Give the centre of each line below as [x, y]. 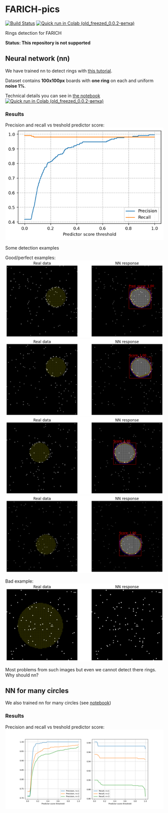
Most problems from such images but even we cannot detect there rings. [81, 669]
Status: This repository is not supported [48, 43]
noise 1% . [16, 86]
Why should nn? [22, 675]
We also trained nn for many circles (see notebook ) [58, 703]
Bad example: [19, 581]
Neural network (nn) [38, 59]
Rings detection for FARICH [33, 33]
